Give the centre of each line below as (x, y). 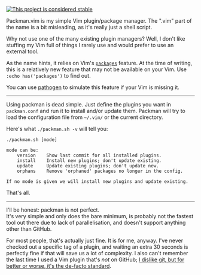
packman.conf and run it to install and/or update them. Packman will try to (96, 111)
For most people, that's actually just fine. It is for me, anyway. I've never (95, 240)
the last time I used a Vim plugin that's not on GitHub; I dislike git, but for (95, 259)
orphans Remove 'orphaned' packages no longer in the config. (100, 171)
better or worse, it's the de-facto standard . (59, 266)
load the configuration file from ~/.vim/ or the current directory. (85, 117)
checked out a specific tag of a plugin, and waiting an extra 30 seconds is (97, 247)
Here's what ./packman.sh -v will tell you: (57, 129)
